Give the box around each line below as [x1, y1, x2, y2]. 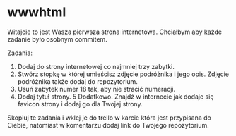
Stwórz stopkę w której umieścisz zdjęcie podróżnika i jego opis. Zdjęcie [17, 70, 230, 78]
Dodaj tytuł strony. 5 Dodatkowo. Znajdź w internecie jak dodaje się [17, 92, 214, 101]
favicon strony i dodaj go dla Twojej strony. [17, 99, 143, 108]
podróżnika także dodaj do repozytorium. [17, 77, 138, 85]
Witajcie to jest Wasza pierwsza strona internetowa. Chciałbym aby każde [7, 27, 223, 36]
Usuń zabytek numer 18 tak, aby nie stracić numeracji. [17, 85, 175, 93]
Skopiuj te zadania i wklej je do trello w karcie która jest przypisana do [7, 113, 212, 122]
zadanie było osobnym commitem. [7, 35, 107, 43]
